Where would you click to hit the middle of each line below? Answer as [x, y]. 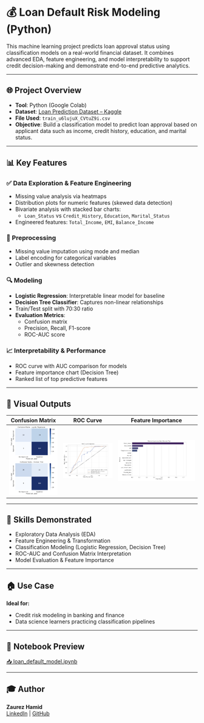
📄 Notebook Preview [46, 646]
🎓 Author [26, 689]
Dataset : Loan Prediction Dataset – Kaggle [68, 111]
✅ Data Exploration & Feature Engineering [69, 183]
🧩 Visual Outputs [39, 404]
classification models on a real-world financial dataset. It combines [90, 52]
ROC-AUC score [45, 335]
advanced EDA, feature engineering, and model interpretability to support [98, 59]
